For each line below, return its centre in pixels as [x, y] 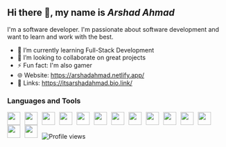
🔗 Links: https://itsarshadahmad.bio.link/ [75, 83]
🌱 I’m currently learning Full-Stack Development [86, 50]
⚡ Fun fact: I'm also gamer [54, 65]
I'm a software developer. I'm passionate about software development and [113, 29]
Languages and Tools [44, 101]
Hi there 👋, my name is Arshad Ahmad [91, 13]
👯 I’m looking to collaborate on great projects [81, 57]
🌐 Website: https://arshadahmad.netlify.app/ [81, 75]
